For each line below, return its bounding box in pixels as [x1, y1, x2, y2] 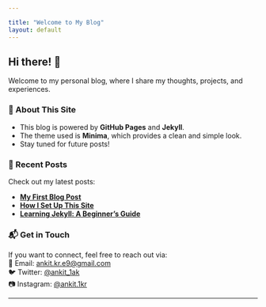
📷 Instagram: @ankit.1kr [8, 279, 87, 289]
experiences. [8, 85, 51, 94]
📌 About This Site [8, 104, 77, 116]
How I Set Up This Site [19, 200, 94, 210]
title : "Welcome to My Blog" [8, 18, 104, 26]
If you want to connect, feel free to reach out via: [8, 250, 168, 260]
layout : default [8, 25, 62, 34]
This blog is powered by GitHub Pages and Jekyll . [19, 122, 184, 131]
